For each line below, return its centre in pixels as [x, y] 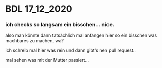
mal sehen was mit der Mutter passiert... [47, 60]
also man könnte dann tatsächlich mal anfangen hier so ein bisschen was [81, 35]
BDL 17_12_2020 [39, 9]
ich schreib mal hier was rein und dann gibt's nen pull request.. [71, 50]
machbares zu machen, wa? [35, 41]
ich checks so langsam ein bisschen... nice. [60, 25]
